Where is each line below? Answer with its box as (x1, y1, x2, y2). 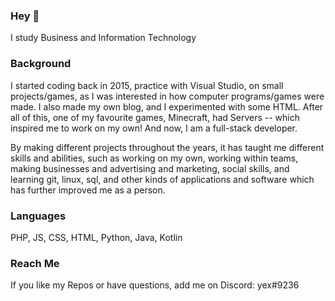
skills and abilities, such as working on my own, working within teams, (10, 152, 299, 164)
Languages (10, 209, 67, 223)
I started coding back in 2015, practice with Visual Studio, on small (10, 79, 284, 91)
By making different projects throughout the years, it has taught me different (10, 141, 325, 153)
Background (10, 57, 72, 71)
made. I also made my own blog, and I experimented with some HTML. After (10, 100, 324, 113)
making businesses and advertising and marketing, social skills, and (10, 162, 290, 174)
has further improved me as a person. (10, 184, 166, 196)
